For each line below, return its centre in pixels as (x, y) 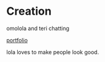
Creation (29, 11)
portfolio (17, 40)
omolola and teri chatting (38, 28)
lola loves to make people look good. (53, 52)
